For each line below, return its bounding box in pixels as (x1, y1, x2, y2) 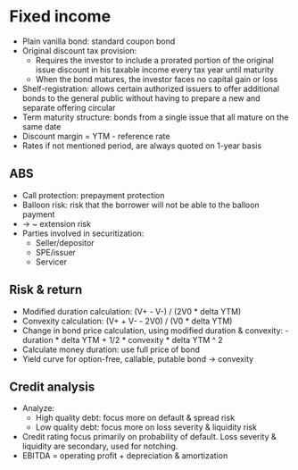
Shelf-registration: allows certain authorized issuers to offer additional (21, 83, 279, 94)
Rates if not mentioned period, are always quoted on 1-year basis (21, 140, 262, 151)
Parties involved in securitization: (21, 228, 145, 239)
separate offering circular (21, 102, 116, 113)
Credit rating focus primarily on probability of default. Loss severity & (21, 432, 277, 442)
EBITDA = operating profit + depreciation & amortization (21, 450, 228, 461)
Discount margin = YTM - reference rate (21, 130, 170, 141)
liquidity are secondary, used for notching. (21, 441, 178, 452)
